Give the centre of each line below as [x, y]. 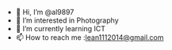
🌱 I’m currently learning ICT [60, 29]
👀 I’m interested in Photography [67, 20]
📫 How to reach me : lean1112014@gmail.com [90, 37]
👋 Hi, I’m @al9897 [45, 12]
